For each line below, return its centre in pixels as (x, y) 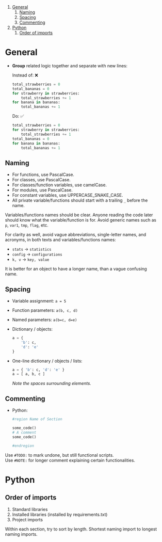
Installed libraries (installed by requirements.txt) (60, 514)
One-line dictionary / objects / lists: (47, 361)
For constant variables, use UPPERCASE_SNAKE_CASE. (68, 195)
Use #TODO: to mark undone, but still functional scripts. (59, 455)
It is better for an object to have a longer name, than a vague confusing (76, 269)
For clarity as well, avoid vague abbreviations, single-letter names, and (76, 235)
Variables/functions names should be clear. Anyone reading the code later (79, 215)
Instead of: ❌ (25, 75)
